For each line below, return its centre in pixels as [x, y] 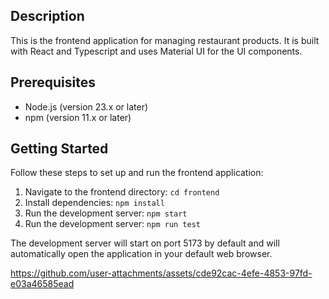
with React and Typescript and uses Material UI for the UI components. [156, 51]
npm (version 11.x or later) [78, 117]
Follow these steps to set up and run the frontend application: [137, 173]
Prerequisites [53, 82]
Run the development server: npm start [106, 213]
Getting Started [59, 149]
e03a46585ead [42, 284]
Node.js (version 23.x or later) [86, 106]
